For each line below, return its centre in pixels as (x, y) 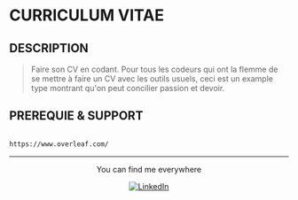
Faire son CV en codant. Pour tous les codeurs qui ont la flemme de (154, 69)
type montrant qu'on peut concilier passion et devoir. (128, 88)
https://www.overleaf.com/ (59, 144)
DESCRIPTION (49, 48)
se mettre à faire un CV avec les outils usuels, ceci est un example (152, 79)
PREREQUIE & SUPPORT (76, 116)
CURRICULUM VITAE (86, 15)
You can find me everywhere (149, 169)
